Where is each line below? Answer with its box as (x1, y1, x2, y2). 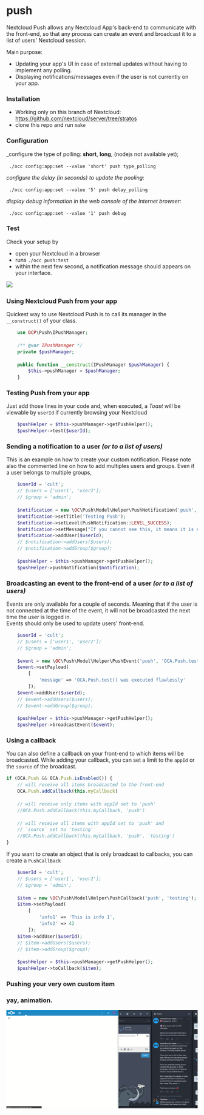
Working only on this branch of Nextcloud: (15, 109, 121, 116)
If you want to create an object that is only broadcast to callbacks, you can (6, 850, 193, 858)
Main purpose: (6, 48, 42, 55)
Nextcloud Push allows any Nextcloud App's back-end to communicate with (6, 24, 196, 31)
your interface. (15, 269, 53, 276)
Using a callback (6, 736, 56, 745)
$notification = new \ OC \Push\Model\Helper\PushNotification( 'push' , (17, 507, 197, 513)
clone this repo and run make (15, 121, 86, 129)
